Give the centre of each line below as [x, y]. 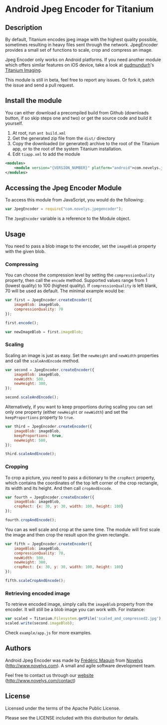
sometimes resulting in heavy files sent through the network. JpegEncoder [82, 45]
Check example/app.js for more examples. [48, 633]
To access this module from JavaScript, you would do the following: [75, 200]
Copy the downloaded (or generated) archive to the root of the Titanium [86, 143]
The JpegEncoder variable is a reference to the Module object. [68, 219]
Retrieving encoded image [38, 593]
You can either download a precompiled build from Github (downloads [77, 112]
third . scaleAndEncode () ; [31, 454]
